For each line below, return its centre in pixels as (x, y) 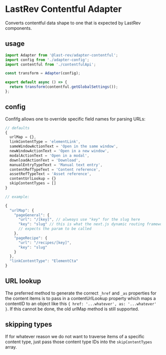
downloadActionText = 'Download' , (45, 160)
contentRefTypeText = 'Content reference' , (55, 170)
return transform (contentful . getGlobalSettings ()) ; (64, 87)
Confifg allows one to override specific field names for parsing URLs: (75, 119)
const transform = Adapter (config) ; (43, 73)
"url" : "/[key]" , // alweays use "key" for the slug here (79, 220)
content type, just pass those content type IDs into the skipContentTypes (79, 342)
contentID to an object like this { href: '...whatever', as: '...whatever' (81, 303)
